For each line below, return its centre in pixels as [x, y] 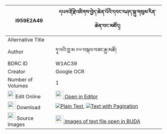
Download [29, 107]
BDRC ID [18, 64]
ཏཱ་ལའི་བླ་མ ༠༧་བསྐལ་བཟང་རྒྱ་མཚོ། [86, 50]
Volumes [18, 86]
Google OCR [70, 71]
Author [16, 51]
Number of [20, 80]
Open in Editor [81, 97]
